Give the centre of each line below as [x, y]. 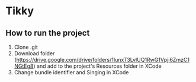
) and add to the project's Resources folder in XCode [98, 66]
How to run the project [48, 33]
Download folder [34, 53]
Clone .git [26, 47]
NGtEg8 [24, 66]
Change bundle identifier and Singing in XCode [71, 72]
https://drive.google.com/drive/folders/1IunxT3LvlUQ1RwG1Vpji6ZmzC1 [103, 60]
